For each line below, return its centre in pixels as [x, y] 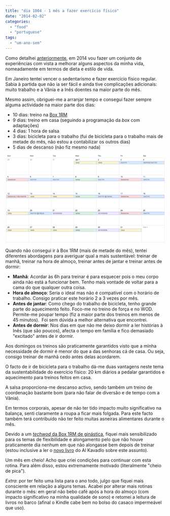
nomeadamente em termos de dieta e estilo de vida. [60, 69]
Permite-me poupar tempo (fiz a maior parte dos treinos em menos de [86, 314]
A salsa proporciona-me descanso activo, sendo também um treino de [79, 387]
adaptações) [26, 125]
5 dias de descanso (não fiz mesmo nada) [56, 147]
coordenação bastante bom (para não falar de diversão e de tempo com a [82, 392]
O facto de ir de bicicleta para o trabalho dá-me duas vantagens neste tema [84, 366]
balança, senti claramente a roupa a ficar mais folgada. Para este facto [79, 413]
